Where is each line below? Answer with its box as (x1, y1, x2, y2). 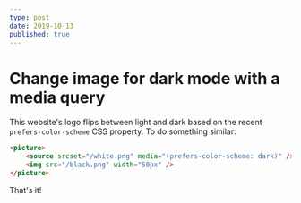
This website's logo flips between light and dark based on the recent (9, 117, 262, 128)
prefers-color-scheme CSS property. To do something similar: (9, 126, 236, 137)
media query (9, 87, 106, 107)
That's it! (9, 184, 42, 195)
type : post (9, 13, 50, 22)
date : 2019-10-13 (9, 21, 74, 30)
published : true (9, 30, 70, 38)
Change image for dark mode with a (9, 68, 280, 89)
